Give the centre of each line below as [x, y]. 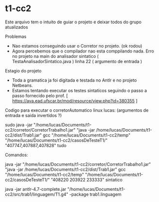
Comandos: [16, 155]
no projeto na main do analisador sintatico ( [55, 56]
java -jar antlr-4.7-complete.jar [36, 189]
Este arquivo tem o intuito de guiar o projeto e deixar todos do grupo [73, 22]
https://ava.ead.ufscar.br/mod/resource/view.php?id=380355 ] [75, 101]
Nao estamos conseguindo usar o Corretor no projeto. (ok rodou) [77, 46]
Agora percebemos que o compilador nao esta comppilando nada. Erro [83, 51]
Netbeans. [22, 85]
